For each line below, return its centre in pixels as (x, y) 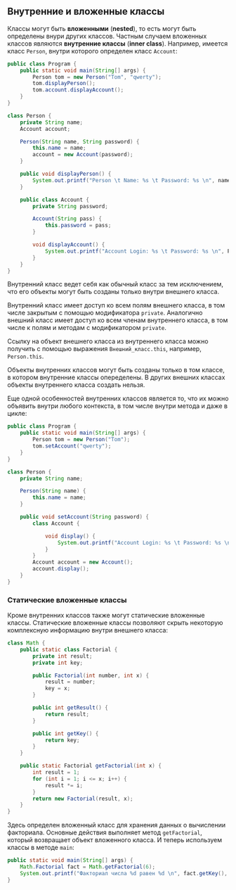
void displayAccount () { (69, 245)
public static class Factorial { (69, 649)
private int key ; (58, 663)
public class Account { (55, 200)
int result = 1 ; (56, 773)
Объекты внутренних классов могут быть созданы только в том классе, (116, 370)
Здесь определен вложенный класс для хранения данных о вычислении (117, 825)
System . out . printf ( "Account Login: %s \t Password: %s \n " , (135, 251)
